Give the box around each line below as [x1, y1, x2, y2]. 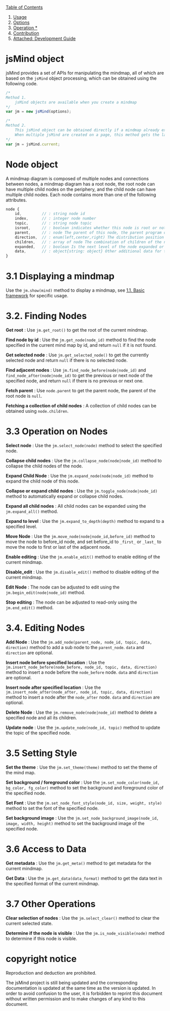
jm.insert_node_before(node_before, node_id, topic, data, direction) [6, 665, 157, 670]
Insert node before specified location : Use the [6, 659, 105, 665]
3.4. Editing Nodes [6, 622, 85, 634]
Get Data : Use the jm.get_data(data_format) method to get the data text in [6, 875, 162, 881]
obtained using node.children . [6, 408, 69, 414]
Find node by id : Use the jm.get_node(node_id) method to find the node [6, 337, 156, 343]
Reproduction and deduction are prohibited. [6, 970, 97, 976]
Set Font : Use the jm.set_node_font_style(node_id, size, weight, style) [6, 800, 162, 806]
